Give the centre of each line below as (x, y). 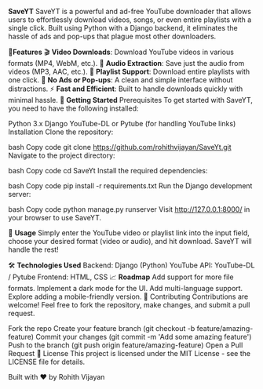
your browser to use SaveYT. (55, 218)
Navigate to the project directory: (62, 155)
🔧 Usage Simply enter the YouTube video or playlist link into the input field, (129, 233)
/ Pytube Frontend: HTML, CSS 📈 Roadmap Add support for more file (121, 277)
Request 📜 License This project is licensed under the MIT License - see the (130, 353)
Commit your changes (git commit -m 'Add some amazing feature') (143, 337)
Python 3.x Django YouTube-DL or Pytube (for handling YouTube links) (122, 124)
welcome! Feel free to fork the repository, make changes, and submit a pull (129, 305)
